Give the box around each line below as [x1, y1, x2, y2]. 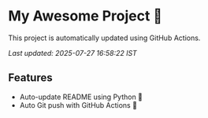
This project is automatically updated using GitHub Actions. [8, 33, 201, 42]
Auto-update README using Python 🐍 [19, 92, 143, 101]
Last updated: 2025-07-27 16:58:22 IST [8, 48, 138, 57]
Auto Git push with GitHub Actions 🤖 [19, 100, 138, 109]
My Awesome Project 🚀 [8, 7, 163, 25]
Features [8, 71, 53, 85]
